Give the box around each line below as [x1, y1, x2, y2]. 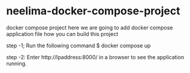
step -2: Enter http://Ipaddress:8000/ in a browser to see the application [6, 53, 185, 60]
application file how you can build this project [6, 30, 119, 37]
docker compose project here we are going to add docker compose [6, 24, 173, 31]
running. [6, 60, 27, 67]
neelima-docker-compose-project [6, 4, 180, 18]
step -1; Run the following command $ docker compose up [6, 42, 151, 49]
